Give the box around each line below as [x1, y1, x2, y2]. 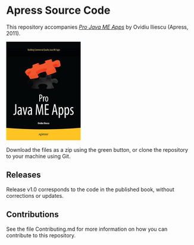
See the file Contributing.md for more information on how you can [6, 225, 168, 232]
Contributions [6, 210, 59, 220]
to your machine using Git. [6, 152, 71, 160]
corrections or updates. [6, 192, 64, 199]
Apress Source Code [6, 4, 111, 17]
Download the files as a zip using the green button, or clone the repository [6, 146, 189, 153]
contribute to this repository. [6, 231, 76, 239]
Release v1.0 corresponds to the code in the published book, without [6, 186, 174, 193]
